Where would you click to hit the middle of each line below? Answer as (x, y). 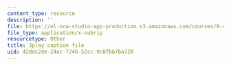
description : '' (30, 20)
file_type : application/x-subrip (55, 33)
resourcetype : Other (37, 39)
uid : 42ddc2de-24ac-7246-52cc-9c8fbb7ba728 (70, 52)
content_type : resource (41, 13)
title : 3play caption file (46, 45)
